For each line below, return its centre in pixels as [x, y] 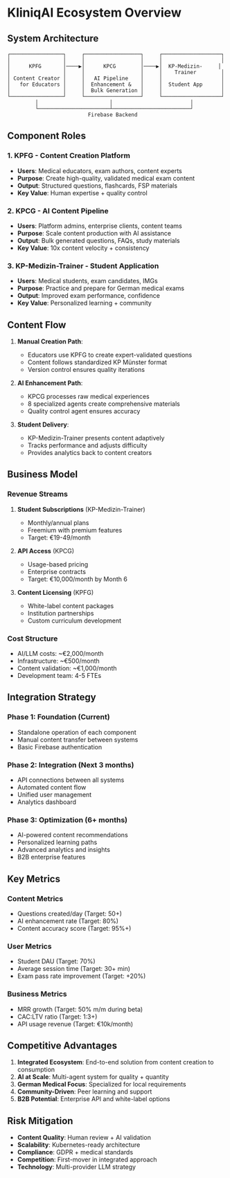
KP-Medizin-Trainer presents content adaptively [96, 438]
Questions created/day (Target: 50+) [70, 914]
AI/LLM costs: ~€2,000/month [60, 654]
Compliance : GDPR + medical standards [75, 1152]
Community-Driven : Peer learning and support [85, 1091]
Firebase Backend [113, 115]
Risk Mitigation [40, 1121]
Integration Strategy [52, 697]
